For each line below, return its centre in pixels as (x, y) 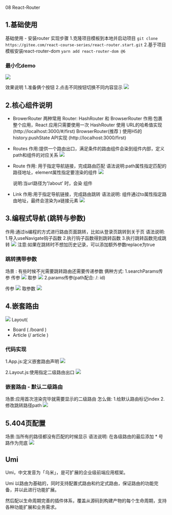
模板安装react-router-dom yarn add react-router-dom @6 (66, 51)
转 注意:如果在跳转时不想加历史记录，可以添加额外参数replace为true (80, 244)
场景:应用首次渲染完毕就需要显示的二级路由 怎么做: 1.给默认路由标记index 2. (85, 399)
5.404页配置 (26, 423)
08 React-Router (23, 7)
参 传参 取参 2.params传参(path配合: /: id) (56, 278)
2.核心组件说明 (29, 105)
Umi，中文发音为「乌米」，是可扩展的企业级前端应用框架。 (67, 472)
